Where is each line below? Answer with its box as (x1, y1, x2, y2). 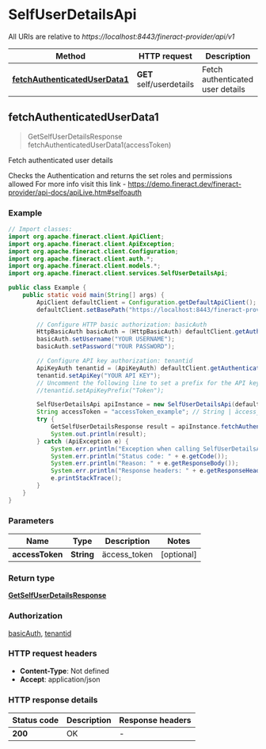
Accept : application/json (19, 675, 101, 684)
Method (55, 50, 85, 61)
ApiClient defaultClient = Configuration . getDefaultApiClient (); (36, 298, 257, 306)
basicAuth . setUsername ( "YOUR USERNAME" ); (36, 335, 176, 344)
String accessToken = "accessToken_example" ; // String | (36, 408, 232, 416)
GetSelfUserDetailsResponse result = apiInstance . (50, 423, 222, 431)
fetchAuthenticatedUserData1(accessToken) (27, 140, 172, 150)
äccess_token (101, 549, 154, 560)
